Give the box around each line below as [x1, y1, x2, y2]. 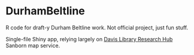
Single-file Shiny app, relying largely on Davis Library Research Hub [5, 35, 173, 42]
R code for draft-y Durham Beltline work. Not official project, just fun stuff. [5, 24, 189, 31]
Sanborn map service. [5, 42, 60, 49]
